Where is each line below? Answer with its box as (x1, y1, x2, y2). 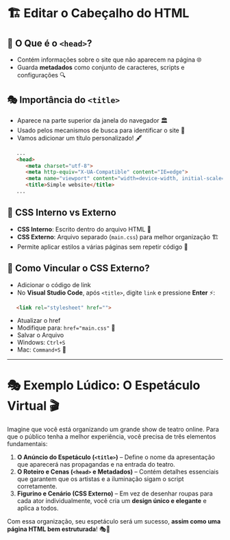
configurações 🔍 (16, 71, 66, 79)
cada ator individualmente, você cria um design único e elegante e (16, 497, 207, 505)
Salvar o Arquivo (16, 331, 64, 339)
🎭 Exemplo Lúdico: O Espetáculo (7, 378, 201, 393)
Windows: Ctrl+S (16, 339, 66, 347)
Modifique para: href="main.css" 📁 (16, 323, 116, 332)
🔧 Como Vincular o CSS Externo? (7, 262, 150, 274)
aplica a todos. (16, 504, 59, 513)
